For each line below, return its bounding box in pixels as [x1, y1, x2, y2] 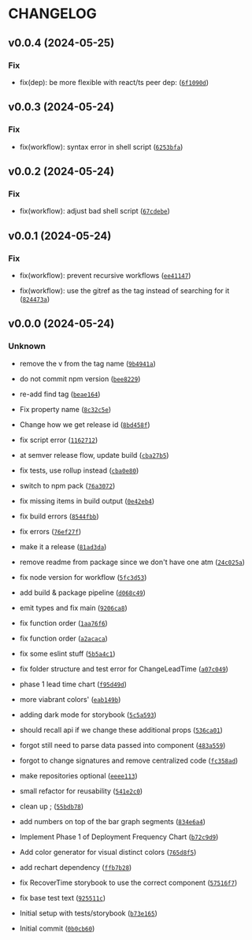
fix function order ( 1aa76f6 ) [19, 618, 108, 627]
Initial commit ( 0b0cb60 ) [19, 923, 95, 933]
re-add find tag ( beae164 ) [19, 389, 101, 399]
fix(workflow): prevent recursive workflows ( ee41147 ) [19, 270, 191, 280]
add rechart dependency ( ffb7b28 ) [19, 862, 132, 871]
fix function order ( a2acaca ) [19, 633, 108, 643]
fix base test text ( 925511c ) [19, 893, 106, 902]
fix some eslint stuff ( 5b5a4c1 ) [19, 648, 116, 658]
